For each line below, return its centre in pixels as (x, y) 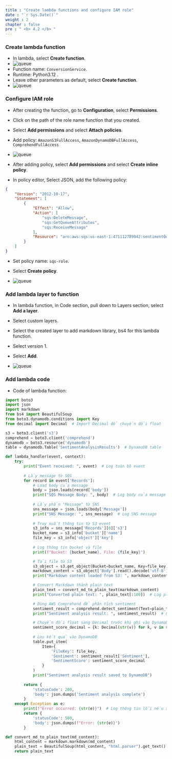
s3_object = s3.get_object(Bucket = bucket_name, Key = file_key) (100, 566)
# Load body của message (60, 485)
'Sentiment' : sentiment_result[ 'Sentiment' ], (100, 656)
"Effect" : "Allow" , (53, 208)
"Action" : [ (45, 213)
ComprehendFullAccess (36, 145)
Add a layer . (26, 311)
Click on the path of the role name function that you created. (77, 120)
